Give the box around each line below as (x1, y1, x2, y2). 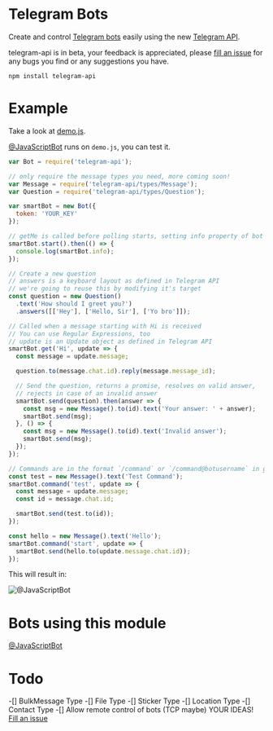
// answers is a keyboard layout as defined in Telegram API (8, 277, 220, 285)
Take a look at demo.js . (8, 126, 86, 135)
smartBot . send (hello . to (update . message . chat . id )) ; (15, 547, 191, 555)
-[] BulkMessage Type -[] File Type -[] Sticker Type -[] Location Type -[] (8, 696, 251, 706)
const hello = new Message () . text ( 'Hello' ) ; (8, 531, 162, 540)
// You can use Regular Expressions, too (8, 329, 151, 338)
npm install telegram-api (8, 72, 96, 80)
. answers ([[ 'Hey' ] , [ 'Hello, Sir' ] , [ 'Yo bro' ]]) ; (15, 307, 191, 315)
